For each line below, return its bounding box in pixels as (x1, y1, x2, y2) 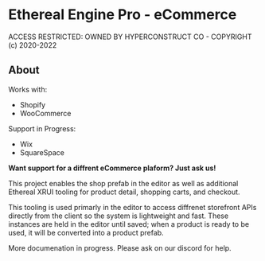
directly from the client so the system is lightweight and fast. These (8, 211, 229, 220)
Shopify (19, 99, 46, 109)
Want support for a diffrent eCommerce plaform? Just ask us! (8, 163, 216, 173)
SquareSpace (19, 147, 65, 157)
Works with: (8, 84, 48, 94)
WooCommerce (19, 108, 72, 118)
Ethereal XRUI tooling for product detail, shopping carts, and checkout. (8, 187, 240, 197)
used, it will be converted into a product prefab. (8, 228, 165, 237)
